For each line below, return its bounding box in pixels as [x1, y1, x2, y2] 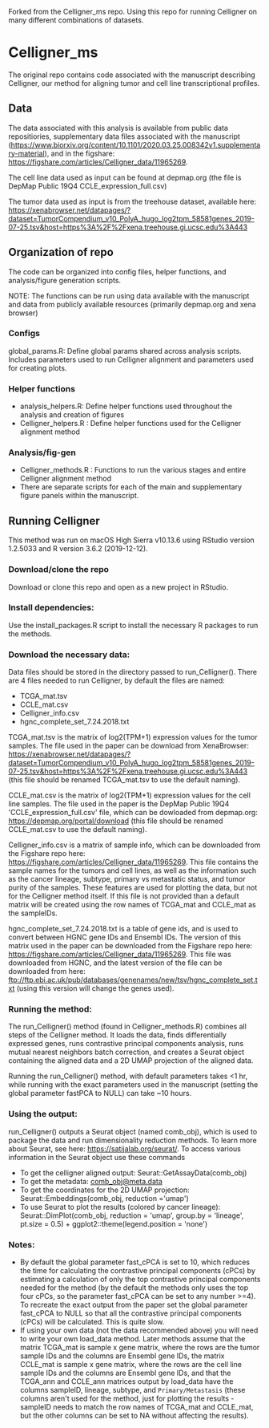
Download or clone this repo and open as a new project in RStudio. [8, 582, 229, 592]
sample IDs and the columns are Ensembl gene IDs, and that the [19, 1368, 231, 1378]
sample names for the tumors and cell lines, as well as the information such [8, 866, 257, 875]
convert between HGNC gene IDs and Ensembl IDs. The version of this [8, 932, 242, 942]
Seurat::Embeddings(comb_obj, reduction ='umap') [19, 1193, 190, 1203]
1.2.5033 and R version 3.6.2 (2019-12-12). [8, 544, 148, 554]
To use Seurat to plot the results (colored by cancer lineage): [19, 1202, 221, 1211]
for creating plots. [8, 363, 67, 372]
